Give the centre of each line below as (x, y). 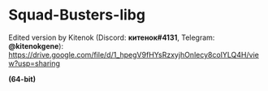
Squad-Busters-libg (77, 15)
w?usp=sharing (35, 63)
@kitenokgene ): (36, 45)
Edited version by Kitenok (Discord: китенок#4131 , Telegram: (112, 37)
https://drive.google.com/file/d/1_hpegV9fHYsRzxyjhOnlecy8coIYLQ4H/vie (134, 54)
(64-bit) (22, 79)
